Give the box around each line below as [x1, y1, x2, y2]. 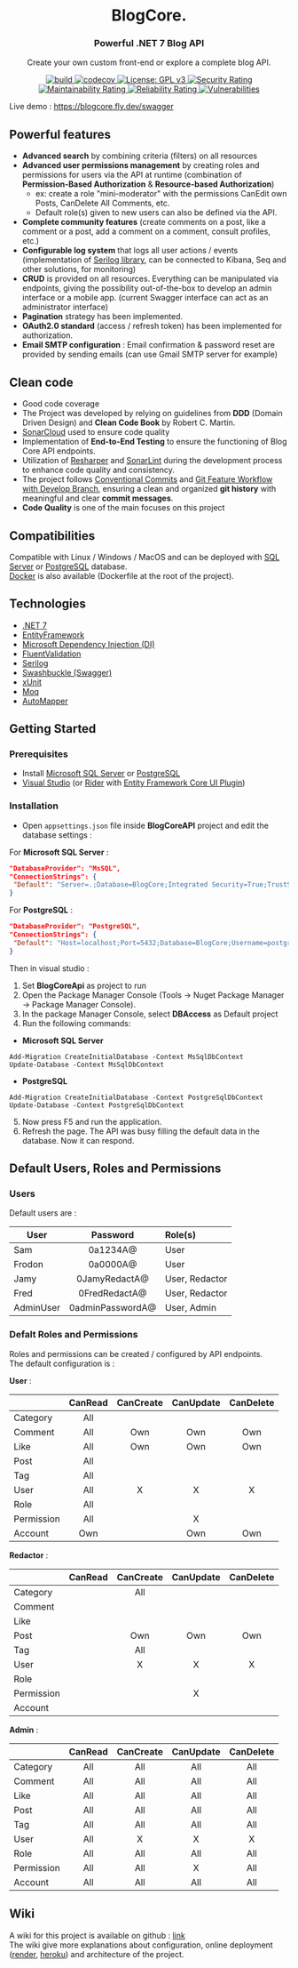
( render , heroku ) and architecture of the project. [9, 1948, 184, 1959]
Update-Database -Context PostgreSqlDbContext [9, 1100, 184, 1110]
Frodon [13, 1258, 44, 1271]
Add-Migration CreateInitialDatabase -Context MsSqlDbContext [9, 1052, 244, 1061]
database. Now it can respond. [21, 1135, 135, 1145]
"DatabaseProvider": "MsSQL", [9, 864, 122, 872]
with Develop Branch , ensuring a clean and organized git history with [21, 484, 277, 494]
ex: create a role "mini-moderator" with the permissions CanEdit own [35, 189, 287, 199]
